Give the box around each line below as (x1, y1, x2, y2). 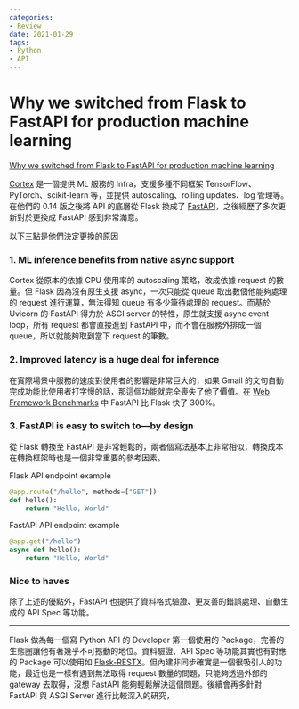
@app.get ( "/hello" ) (9, 537, 82, 546)
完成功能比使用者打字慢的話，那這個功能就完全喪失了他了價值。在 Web (9, 386, 270, 396)
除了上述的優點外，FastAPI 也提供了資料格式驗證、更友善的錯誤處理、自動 (9, 596, 282, 607)
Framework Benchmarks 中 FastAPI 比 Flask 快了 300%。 (9, 397, 221, 408)
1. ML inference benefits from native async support (9, 253, 235, 265)
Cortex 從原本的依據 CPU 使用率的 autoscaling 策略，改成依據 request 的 (9, 275, 277, 286)
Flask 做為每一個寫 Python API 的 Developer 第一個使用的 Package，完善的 (9, 634, 285, 646)
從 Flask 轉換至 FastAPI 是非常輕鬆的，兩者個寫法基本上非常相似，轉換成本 (9, 441, 284, 452)
